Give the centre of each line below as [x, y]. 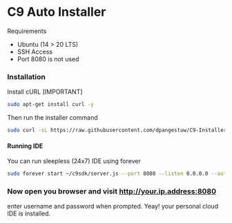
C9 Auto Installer [57, 12]
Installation [27, 76]
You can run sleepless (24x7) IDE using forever [74, 161]
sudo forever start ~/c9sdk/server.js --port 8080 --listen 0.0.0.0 [108, 174]
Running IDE [25, 146]
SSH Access [35, 52]
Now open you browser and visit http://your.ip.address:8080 [112, 191]
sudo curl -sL [28, 130]
